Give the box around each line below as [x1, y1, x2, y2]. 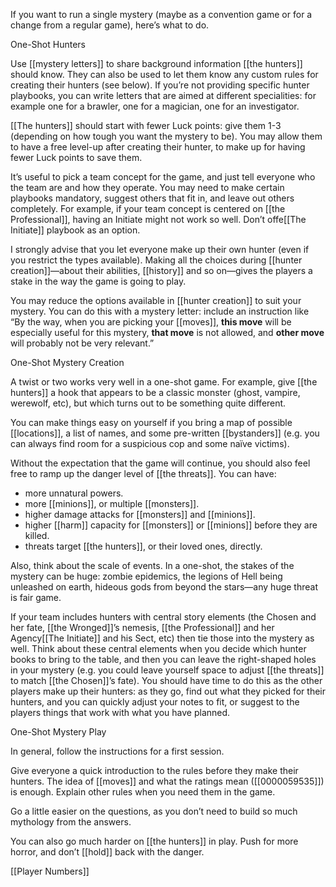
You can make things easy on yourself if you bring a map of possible [10, 417, 293, 428]
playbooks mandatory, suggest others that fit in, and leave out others [10, 192, 295, 204]
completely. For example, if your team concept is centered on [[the [10, 203, 286, 214]
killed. [24, 530, 50, 541]
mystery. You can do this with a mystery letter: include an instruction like [10, 305, 310, 317]
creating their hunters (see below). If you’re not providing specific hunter [10, 79, 310, 91]
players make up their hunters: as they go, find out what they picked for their [10, 685, 326, 697]
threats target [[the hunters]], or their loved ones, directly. [24, 540, 263, 552]
